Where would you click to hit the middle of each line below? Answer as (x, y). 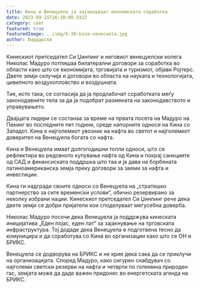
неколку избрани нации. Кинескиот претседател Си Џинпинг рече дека (98, 199)
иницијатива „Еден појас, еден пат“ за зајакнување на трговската (90, 223)
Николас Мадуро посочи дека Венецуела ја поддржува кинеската (91, 217)
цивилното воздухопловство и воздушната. (62, 82)
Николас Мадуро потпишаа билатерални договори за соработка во (93, 63)
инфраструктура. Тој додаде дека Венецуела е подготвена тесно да (94, 229)
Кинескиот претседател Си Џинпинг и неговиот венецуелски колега (94, 57)
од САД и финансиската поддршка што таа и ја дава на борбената (92, 162)
